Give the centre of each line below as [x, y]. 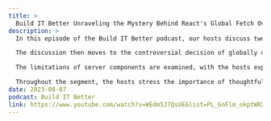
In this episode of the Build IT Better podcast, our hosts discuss [133, 38]
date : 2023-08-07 [38, 90]
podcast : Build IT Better [52, 97]
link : [17, 104]
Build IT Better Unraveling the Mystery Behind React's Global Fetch [135, 23]
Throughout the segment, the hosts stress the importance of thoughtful [140, 82]
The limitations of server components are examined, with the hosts [133, 68]
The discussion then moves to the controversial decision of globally [137, 53]
